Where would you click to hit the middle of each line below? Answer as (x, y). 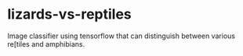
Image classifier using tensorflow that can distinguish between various (121, 36)
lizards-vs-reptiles (70, 14)
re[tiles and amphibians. (46, 44)
